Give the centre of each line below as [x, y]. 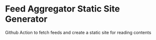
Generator [26, 19]
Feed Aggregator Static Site [63, 9]
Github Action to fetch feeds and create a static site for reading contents [78, 32]
